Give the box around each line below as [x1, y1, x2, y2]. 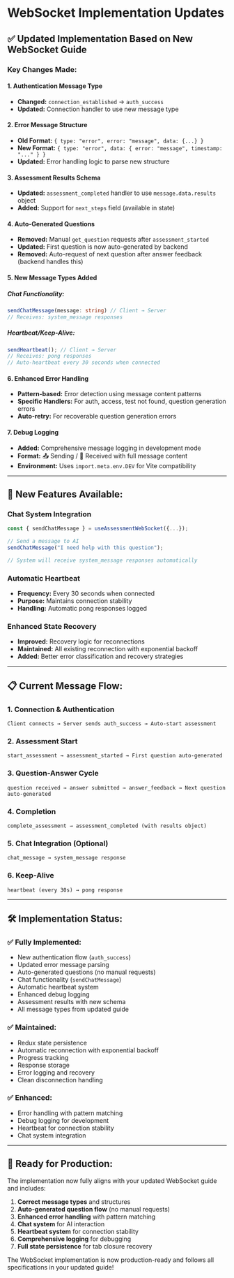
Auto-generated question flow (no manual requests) [17, 1205, 171, 1213]
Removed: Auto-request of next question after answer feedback [17, 250, 202, 259]
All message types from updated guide [17, 1005, 129, 1014]
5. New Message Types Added [7, 273, 97, 282]
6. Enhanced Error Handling [7, 374, 89, 382]
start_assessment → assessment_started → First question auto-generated [7, 753, 223, 760]
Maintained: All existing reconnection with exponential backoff [17, 645, 198, 653]
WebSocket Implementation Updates [7, 5, 225, 21]
